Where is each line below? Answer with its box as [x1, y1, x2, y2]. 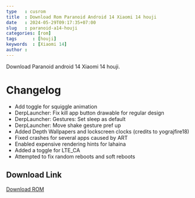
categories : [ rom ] [6, 31, 51, 36]
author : [6, 47, 28, 53]
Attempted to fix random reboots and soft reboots [14, 153, 135, 160]
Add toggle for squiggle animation [14, 103, 97, 110]
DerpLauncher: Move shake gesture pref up [14, 122, 121, 129]
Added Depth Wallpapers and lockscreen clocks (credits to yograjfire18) [14, 127, 190, 135]
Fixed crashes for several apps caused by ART [14, 134, 128, 141]
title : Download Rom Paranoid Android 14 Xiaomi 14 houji [6, 14, 157, 20]
